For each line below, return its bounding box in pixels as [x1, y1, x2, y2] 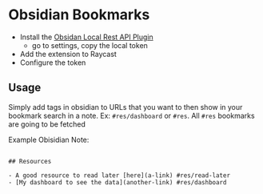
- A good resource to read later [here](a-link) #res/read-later [8, 171, 230, 180]
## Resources [8, 157, 52, 165]
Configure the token [19, 58, 86, 67]
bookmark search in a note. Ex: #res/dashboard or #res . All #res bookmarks [8, 111, 255, 120]
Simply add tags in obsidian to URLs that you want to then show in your [8, 102, 243, 111]
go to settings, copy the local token [31, 40, 148, 50]
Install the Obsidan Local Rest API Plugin [19, 32, 153, 42]
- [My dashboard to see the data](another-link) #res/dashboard [8, 178, 227, 186]
